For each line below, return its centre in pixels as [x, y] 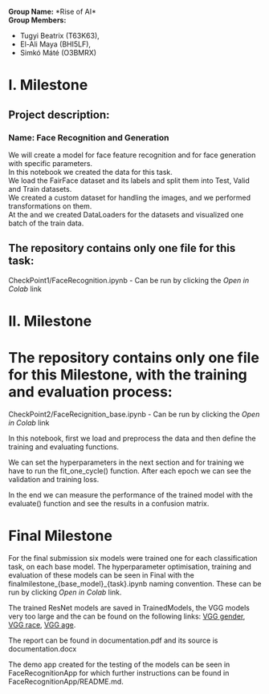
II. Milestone [50, 321]
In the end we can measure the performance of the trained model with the [130, 495]
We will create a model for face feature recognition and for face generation [132, 155]
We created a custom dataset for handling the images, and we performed [130, 197]
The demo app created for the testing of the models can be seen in [119, 664]
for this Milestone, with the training [128, 375]
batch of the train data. [46, 223]
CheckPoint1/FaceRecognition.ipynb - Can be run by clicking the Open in [129, 280]
